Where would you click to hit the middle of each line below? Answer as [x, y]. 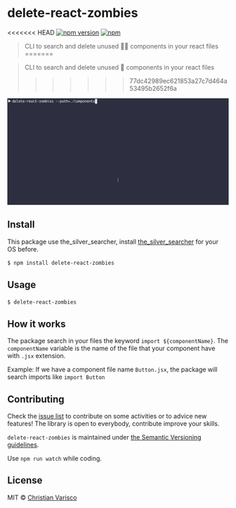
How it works [37, 324]
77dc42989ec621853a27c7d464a [178, 81]
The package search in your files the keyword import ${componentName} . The [118, 341]
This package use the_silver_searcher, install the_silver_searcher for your [113, 242]
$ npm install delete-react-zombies [61, 263]
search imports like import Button [56, 377]
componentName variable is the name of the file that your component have [111, 348]
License [25, 481]
